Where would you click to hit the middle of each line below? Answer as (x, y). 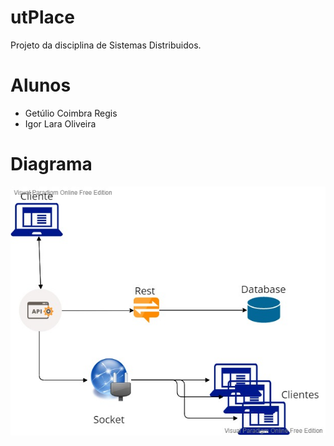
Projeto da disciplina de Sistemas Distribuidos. (106, 45)
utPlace (42, 17)
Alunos (41, 85)
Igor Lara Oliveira (60, 123)
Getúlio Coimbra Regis (71, 113)
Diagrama (51, 164)
